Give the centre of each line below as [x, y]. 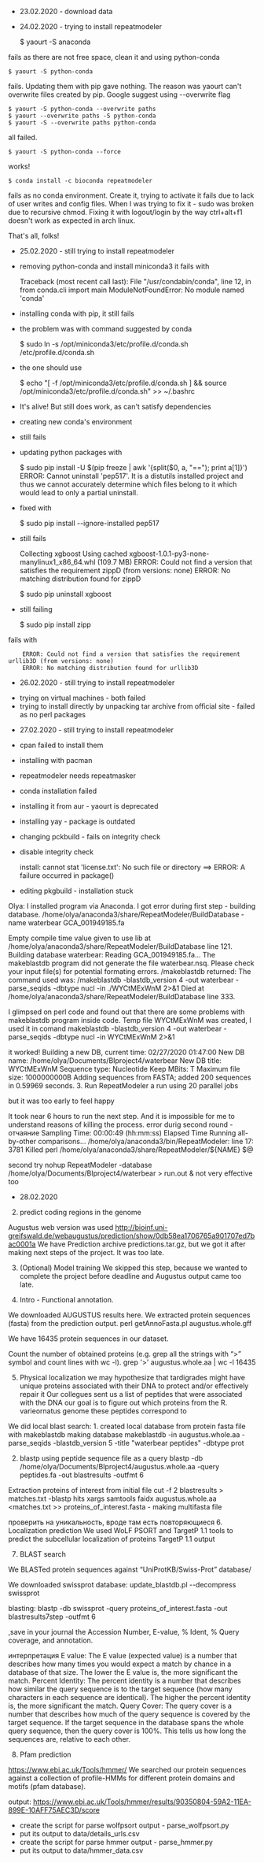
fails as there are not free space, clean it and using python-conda [114, 57]
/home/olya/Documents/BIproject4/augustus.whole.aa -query [119, 1467]
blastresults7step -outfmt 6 [52, 1617]
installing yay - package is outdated [77, 821]
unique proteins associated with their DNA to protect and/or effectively [134, 1386]
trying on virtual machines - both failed [82, 698]
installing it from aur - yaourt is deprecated [89, 806]
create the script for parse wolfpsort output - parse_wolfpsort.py [124, 1825]
